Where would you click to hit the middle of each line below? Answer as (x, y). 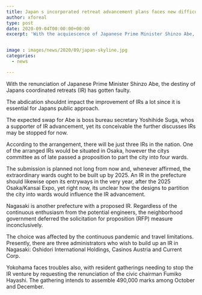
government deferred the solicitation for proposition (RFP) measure (90, 218)
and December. (25, 287)
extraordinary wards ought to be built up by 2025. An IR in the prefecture (96, 175)
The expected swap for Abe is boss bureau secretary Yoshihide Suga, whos (100, 120)
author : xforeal (26, 17)
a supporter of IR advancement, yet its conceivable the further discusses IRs (101, 126)
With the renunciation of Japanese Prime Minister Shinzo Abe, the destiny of (101, 84)
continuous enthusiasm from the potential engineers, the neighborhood (95, 212)
